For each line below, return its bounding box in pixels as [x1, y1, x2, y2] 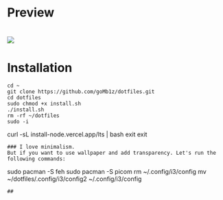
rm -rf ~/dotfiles [7, 112, 60, 119]
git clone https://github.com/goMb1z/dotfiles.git [7, 88, 155, 95]
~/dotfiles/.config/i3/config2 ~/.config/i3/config [7, 175, 142, 183]
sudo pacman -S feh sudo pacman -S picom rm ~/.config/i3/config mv [7, 168, 207, 176]
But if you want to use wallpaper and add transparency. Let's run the [7, 149, 216, 157]
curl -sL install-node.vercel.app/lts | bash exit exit [7, 130, 148, 138]
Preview [7, 5, 55, 21]
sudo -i [7, 118, 30, 125]
